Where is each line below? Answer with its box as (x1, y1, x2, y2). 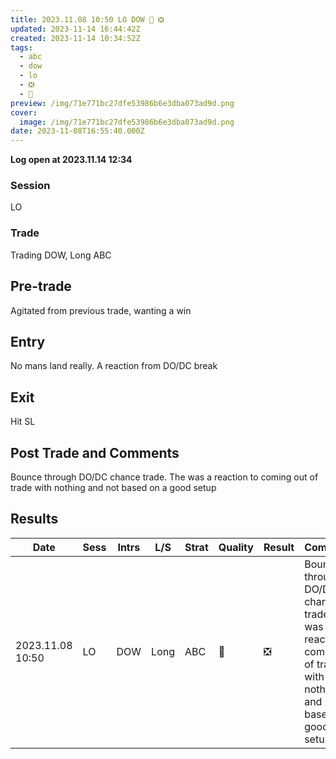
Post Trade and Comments (10, 444, 180, 461)
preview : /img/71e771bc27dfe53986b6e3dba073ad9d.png (10, 98, 235, 108)
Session (10, 179, 51, 193)
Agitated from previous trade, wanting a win (10, 304, 192, 316)
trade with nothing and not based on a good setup (10, 481, 217, 493)
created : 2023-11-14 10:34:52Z (10, 33, 141, 43)
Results (10, 511, 59, 528)
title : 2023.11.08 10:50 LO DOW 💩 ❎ (10, 14, 165, 25)
